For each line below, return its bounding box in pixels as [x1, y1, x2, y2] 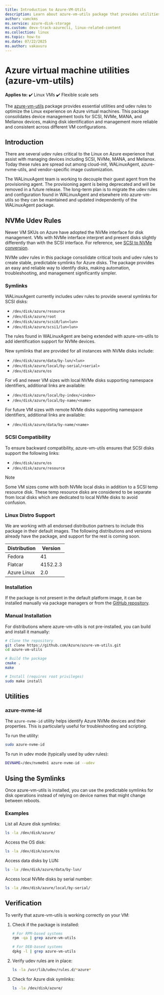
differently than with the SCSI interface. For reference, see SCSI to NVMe [5, 240, 152, 246]
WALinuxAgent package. [5, 202, 55, 208]
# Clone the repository [5, 638, 54, 643]
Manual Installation [5, 612, 52, 619]
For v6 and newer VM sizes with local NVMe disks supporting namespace [5, 377, 154, 383]
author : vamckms [5, 16, 38, 21]
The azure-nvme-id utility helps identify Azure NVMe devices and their [5, 718, 146, 724]
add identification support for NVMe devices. [5, 339, 96, 345]
